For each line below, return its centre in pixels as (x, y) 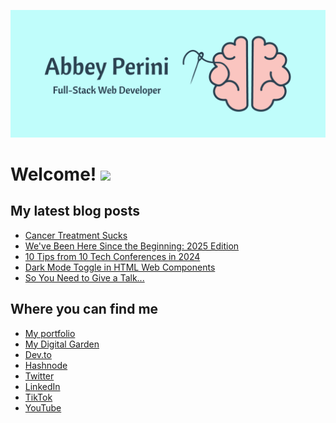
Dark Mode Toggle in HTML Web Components (120, 267)
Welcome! (53, 174)
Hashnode (46, 365)
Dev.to (38, 354)
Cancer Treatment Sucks (76, 235)
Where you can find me (84, 309)
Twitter (39, 376)
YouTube (43, 407)
